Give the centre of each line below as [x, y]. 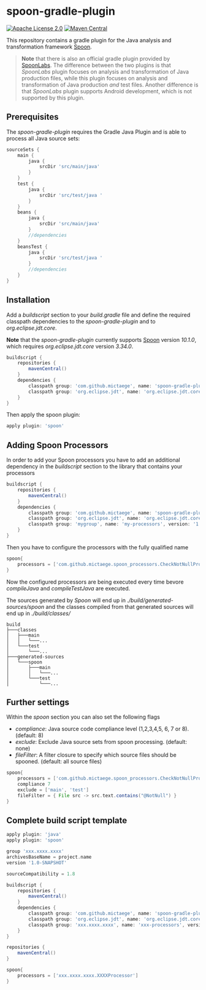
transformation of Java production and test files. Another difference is [110, 85]
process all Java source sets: [43, 138]
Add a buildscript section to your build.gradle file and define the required [98, 315]
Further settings [38, 702]
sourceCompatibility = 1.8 [41, 874]
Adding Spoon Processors [57, 445]
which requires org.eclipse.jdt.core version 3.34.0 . [70, 346]
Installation [28, 300]
